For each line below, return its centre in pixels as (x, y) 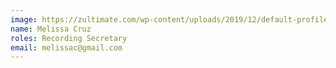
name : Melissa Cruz (51, 29)
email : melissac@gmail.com (66, 47)
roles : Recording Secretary (69, 38)
